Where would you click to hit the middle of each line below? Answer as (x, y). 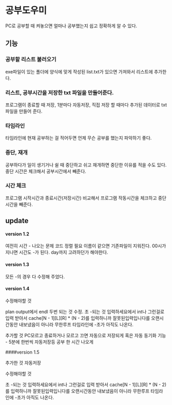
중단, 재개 (17, 153)
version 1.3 (17, 264)
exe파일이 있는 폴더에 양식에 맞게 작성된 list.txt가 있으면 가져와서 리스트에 (79, 71)
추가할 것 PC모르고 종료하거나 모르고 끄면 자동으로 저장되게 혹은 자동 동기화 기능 (86, 335)
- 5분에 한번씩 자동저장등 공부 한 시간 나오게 (50, 342)
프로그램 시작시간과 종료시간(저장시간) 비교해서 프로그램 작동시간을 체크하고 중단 (86, 198)
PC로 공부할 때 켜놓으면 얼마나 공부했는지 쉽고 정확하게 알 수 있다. (71, 26)
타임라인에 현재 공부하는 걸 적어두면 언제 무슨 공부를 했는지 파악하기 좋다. (79, 138)
